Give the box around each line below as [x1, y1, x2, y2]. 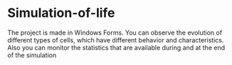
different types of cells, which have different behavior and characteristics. [7, 35, 224, 44]
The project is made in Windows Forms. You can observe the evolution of [7, 28, 223, 37]
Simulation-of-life [7, 5, 115, 21]
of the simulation [7, 51, 57, 59]
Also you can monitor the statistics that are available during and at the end [7, 43, 226, 52]
